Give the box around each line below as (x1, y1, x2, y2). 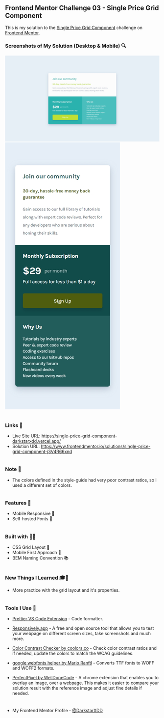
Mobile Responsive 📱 (12, 510, 55, 517)
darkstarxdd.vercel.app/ (12, 438, 61, 444)
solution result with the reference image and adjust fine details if (12, 685, 142, 691)
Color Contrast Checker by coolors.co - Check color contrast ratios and (12, 645, 157, 651)
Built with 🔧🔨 (5, 533, 36, 540)
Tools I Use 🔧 (5, 605, 37, 612)
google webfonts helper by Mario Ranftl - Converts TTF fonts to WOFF (12, 660, 154, 666)
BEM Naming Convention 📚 (12, 555, 69, 561)
